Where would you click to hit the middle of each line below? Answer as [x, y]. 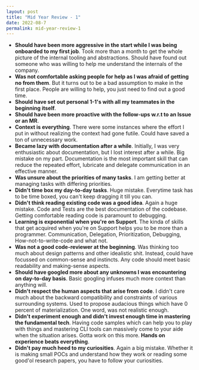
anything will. [31, 285]
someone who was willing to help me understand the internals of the [99, 64]
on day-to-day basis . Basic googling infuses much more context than [100, 279]
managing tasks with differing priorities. [63, 184]
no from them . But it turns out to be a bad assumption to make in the [99, 83]
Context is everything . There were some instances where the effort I [99, 127]
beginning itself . [35, 108]
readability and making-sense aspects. [62, 266]
